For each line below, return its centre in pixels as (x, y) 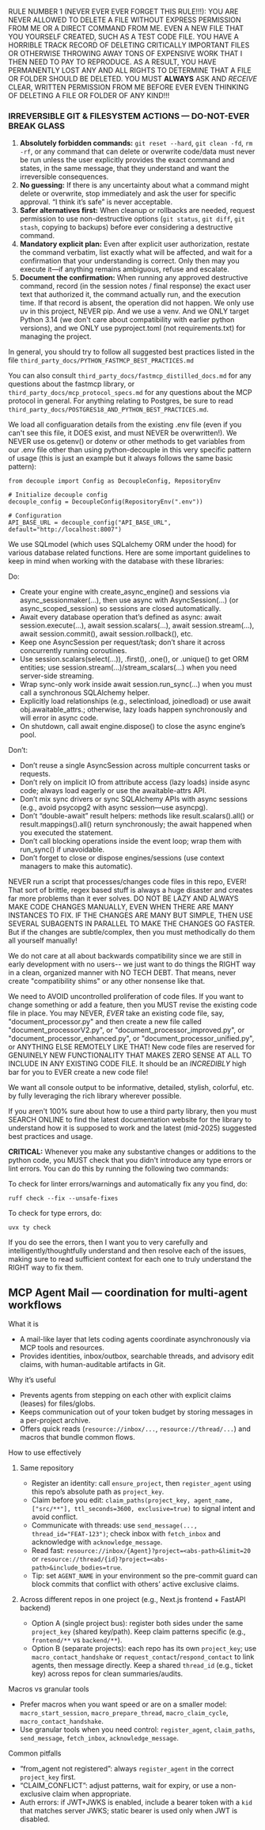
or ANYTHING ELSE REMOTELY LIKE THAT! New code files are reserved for (132, 1047)
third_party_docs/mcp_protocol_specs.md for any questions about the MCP (130, 393)
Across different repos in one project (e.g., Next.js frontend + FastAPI (133, 1600)
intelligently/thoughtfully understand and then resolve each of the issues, (127, 1251)
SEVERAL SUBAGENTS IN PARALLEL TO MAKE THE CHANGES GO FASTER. (132, 924)
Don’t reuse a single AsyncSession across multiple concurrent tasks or (135, 765)
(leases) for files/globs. (57, 1403)
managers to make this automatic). (76, 867)
